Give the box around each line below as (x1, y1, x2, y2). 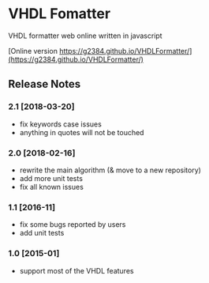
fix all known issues (19, 182, 84, 191)
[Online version (8, 46, 58, 55)
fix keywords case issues (19, 119, 103, 129)
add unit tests (19, 228, 65, 238)
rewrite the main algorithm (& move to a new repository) (19, 165, 201, 175)
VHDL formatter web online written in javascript (8, 31, 163, 40)
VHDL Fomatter (8, 5, 111, 23)
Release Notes (8, 77, 81, 91)
